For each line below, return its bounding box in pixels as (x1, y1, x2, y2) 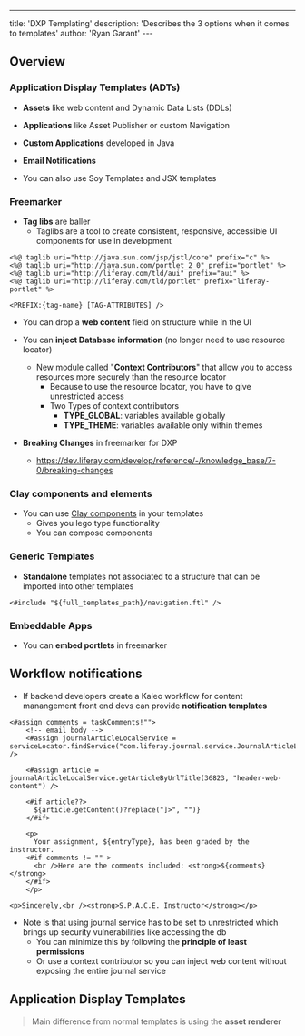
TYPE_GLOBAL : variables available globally (63, 410, 226, 421)
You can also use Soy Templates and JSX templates (22, 172, 217, 183)
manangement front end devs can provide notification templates (22, 700, 268, 711)
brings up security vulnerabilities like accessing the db (22, 926, 227, 938)
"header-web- (232, 773, 282, 783)
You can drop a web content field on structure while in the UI (22, 316, 252, 328)
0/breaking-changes (35, 464, 113, 475)
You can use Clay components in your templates (22, 508, 204, 519)
